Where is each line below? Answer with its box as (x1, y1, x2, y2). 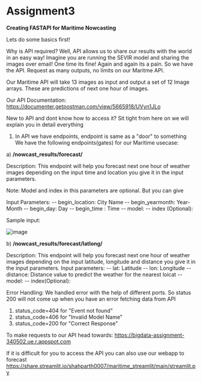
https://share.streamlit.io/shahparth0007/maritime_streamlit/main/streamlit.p (6, 362, 196, 369)
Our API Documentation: (6, 96, 67, 104)
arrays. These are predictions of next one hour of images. (6, 84, 149, 92)
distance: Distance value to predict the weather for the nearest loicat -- (6, 271, 183, 278)
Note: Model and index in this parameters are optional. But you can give (6, 187, 184, 194)
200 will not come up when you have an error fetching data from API (6, 295, 176, 302)
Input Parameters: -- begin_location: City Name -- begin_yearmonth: (6, 198, 176, 205)
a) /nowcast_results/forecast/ (6, 151, 83, 158)
